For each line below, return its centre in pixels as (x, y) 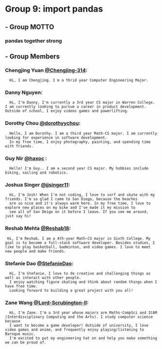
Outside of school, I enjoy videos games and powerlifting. (67, 111)
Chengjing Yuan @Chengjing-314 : (46, 70)
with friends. (19, 146)
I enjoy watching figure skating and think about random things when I (83, 282)
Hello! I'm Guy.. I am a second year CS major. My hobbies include (79, 169)
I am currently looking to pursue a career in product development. (76, 107)
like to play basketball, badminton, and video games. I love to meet (78, 247)
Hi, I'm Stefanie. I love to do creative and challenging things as (80, 273)
